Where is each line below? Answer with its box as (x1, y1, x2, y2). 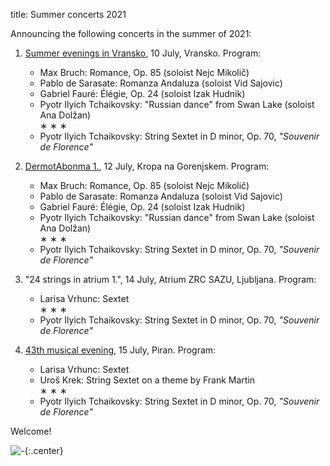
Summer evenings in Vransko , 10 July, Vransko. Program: (24, 47, 262, 59)
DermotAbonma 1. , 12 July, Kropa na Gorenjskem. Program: (24, 160, 270, 172)
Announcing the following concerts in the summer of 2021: (10, 28, 252, 39)
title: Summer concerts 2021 (10, 9, 127, 20)
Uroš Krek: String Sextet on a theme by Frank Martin (39, 374, 256, 386)
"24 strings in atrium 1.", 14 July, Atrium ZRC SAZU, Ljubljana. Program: (24, 274, 317, 285)
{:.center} (24, 445, 64, 456)
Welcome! (10, 425, 52, 437)
